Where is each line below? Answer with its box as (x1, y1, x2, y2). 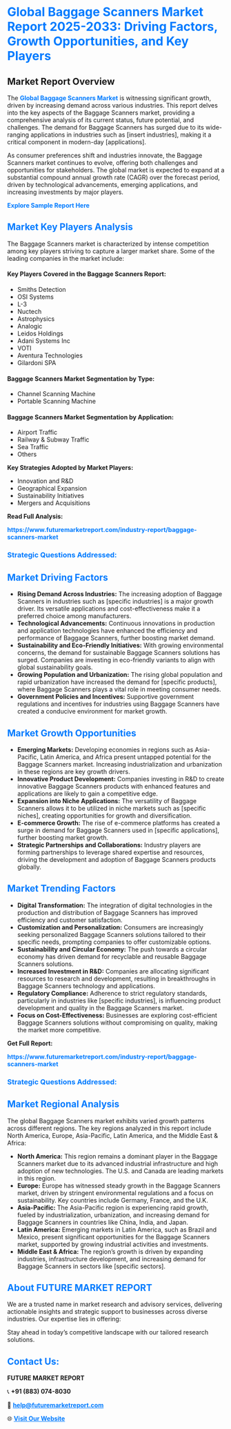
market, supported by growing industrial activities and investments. (17, 1240, 209, 1248)
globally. (17, 863, 41, 871)
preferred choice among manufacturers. (17, 612, 132, 620)
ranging (7, 130, 30, 139)
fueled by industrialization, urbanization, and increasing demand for (17, 1210, 210, 1219)
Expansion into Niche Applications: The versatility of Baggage (17, 796, 197, 805)
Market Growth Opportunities (7, 727, 137, 739)
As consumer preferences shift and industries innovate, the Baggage (7, 151, 203, 159)
